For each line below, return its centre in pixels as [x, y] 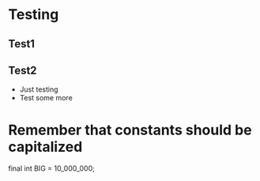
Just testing [39, 89]
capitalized [45, 147]
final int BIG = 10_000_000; [51, 168]
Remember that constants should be [130, 130]
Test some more [46, 98]
